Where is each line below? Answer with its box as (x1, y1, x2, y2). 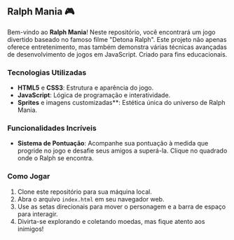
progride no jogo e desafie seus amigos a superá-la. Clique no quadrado (17, 146, 228, 155)
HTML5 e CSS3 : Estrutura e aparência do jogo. (17, 83, 154, 92)
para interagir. (17, 209, 58, 218)
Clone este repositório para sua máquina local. (17, 188, 152, 196)
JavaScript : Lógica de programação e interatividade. (17, 91, 171, 99)
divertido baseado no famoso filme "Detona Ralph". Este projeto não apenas (7, 35, 227, 43)
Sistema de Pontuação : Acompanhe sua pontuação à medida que (17, 139, 209, 148)
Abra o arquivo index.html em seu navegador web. (17, 195, 165, 203)
